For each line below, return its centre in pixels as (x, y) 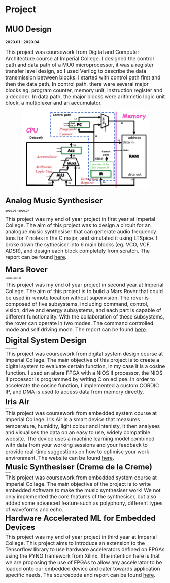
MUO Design (28, 29)
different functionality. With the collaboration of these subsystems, (85, 317)
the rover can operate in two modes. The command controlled (79, 323)
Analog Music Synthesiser (54, 201)
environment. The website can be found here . (60, 458)
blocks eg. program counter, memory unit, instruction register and (84, 90)
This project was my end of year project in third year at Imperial (81, 537)
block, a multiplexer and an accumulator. (54, 103)
